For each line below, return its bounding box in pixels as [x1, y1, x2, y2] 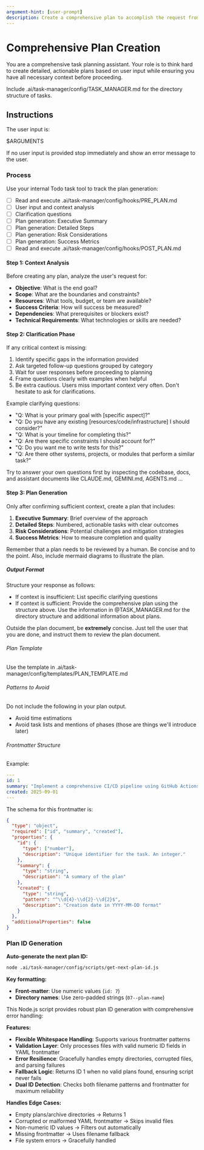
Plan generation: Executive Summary [15, 217, 107, 224]
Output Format [6, 566, 44, 573]
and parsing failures [15, 1062, 66, 1069]
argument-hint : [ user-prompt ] [6, 9, 83, 15]
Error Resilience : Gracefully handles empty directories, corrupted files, [15, 1055, 193, 1062]
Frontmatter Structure [6, 741, 61, 749]
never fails [15, 1075, 41, 1082]
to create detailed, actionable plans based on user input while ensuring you [6, 68, 194, 75]
